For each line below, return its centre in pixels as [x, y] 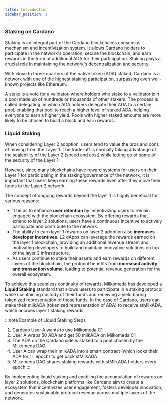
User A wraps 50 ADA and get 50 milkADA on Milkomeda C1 [74, 335]
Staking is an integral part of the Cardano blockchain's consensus [73, 42]
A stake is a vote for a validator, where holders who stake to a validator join [82, 94]
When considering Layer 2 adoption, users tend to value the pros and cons [82, 144]
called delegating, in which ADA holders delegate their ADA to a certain [78, 104]
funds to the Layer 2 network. [36, 186]
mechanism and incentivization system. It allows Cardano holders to [75, 48]
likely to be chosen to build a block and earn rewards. [60, 120]
